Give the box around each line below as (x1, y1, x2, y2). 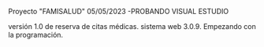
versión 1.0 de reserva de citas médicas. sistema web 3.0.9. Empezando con (8, 22, 256, 31)
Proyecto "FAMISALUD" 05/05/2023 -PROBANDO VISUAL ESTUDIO (8, 7, 229, 16)
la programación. (8, 31, 64, 39)
